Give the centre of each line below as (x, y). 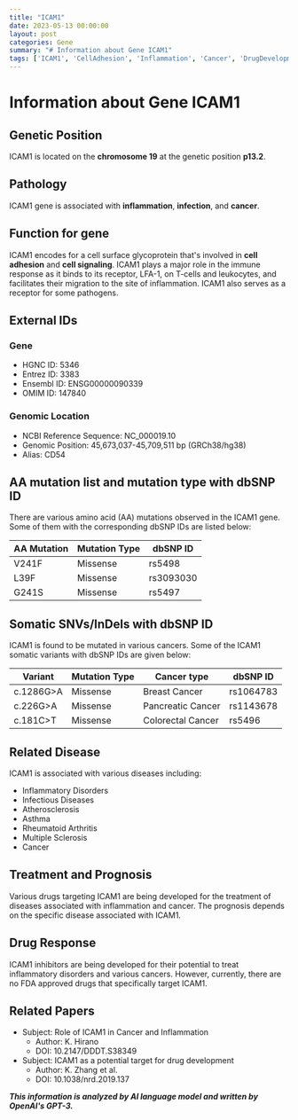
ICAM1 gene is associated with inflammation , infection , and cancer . (134, 206)
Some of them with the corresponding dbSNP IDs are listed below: (130, 527)
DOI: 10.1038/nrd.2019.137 (82, 1079)
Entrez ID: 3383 (51, 374)
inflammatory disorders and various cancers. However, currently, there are (145, 974)
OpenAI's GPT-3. (41, 1106)
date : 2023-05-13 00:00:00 (59, 26)
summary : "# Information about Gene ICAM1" (91, 51)
